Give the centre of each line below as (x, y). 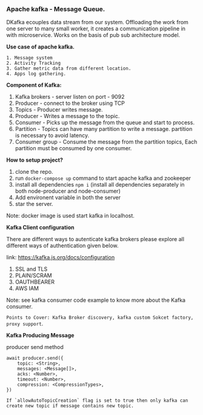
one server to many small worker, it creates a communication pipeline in (96, 28)
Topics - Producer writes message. (59, 110)
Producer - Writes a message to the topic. (67, 116)
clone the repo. (34, 172)
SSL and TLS (31, 269)
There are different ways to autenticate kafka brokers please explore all (95, 239)
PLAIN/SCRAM (34, 276)
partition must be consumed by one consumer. (73, 148)
